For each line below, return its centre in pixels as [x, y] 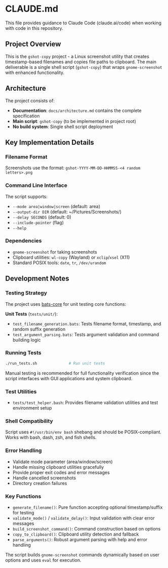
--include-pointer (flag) [38, 222]
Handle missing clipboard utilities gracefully [58, 467]
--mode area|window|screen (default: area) [56, 206]
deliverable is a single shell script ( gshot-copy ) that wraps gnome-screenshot [84, 67]
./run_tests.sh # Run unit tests [55, 363]
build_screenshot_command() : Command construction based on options [87, 529]
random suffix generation [39, 329]
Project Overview [33, 44]
